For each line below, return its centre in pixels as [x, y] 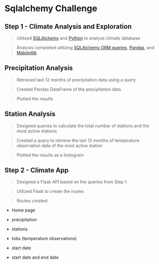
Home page [23, 210]
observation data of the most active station [60, 145]
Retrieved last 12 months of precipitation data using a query [76, 80]
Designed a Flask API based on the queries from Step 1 [71, 182]
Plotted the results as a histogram [50, 155]
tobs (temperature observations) [44, 239]
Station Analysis [30, 114]
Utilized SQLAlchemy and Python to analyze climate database [78, 38]
